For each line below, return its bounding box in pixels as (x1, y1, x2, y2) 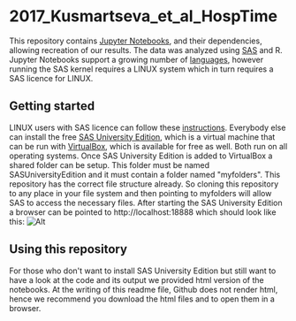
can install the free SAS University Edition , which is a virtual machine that (9, 131, 276, 142)
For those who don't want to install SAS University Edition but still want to (9, 265, 277, 276)
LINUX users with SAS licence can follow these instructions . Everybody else (9, 122, 286, 133)
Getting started (9, 99, 95, 114)
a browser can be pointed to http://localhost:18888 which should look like (9, 206, 277, 218)
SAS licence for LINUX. (9, 73, 94, 83)
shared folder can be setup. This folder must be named (9, 159, 210, 170)
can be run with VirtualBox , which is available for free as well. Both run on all (9, 141, 288, 151)
